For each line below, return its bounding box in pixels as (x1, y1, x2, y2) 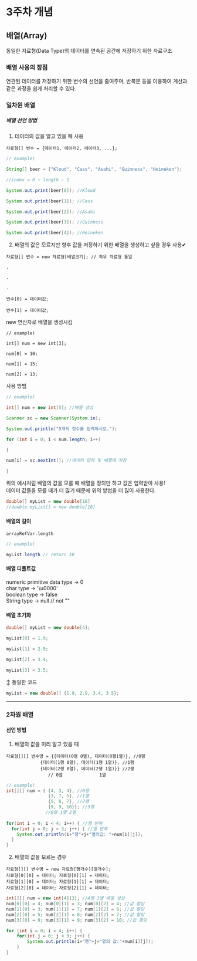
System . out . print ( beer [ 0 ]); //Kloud (6, 187, 96, 194)
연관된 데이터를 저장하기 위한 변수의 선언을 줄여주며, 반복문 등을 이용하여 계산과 (6, 77, 188, 85)
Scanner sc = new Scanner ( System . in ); (6, 415, 101, 421)
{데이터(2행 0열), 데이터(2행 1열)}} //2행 (40, 766, 135, 771)
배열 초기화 (6, 611, 31, 618)
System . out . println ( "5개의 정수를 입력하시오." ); (6, 426, 117, 432)
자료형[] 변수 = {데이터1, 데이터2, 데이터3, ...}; (6, 145, 118, 151)
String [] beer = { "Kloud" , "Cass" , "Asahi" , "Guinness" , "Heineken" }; (6, 167, 182, 172)
